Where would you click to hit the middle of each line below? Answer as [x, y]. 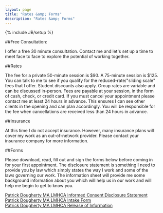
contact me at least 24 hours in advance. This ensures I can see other [75, 101]
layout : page [18, 10]
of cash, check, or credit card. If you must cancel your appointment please [80, 96]
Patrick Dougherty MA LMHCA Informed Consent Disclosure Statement [76, 195]
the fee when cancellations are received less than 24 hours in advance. [77, 112]
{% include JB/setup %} [29, 33]
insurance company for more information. [47, 141]
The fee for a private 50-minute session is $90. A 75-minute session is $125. [81, 76]
